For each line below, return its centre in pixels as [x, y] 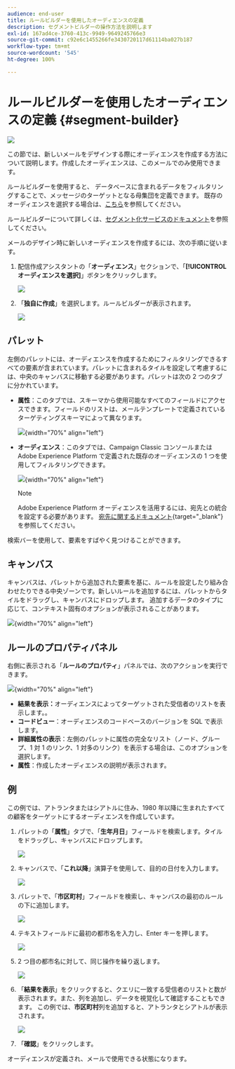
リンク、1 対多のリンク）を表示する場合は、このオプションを [140, 748]
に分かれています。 [35, 385]
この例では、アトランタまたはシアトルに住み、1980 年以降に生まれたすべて [116, 807]
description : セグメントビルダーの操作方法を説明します [80, 27]
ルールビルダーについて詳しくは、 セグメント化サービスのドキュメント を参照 [118, 219]
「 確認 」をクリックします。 [57, 1044]
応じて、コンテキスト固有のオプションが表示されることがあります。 [105, 609]
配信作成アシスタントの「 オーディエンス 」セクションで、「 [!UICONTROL [122, 266]
